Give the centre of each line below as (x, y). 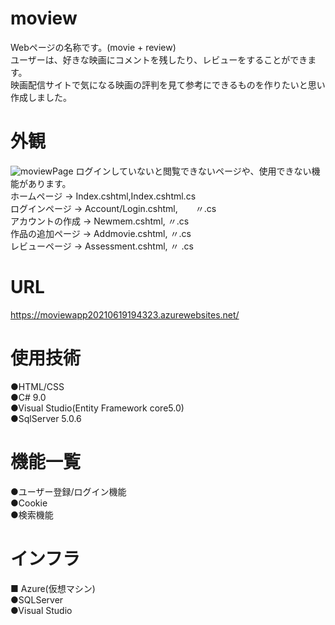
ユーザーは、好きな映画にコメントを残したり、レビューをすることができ (159, 59)
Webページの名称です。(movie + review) (93, 47)
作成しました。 (41, 97)
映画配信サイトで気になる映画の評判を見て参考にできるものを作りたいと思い (168, 84)
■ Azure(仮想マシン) (53, 588)
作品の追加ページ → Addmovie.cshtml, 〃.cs (101, 233)
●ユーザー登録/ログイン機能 (68, 491)
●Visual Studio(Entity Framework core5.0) (97, 408)
